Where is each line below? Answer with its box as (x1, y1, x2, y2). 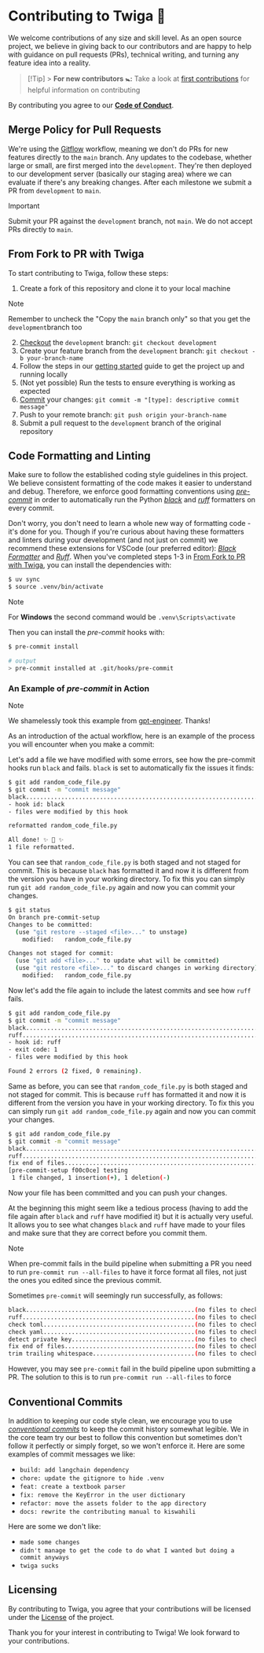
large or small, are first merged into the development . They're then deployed (8, 160, 252, 170)
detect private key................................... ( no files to (8, 1335, 237, 1343)
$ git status (8, 906, 51, 914)
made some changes (19, 1538, 80, 1546)
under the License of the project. (8, 1612, 115, 1622)
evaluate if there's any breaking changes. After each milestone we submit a (8, 177, 252, 187)
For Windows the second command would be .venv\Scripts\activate (8, 612, 236, 622)
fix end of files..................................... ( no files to (8, 1343, 237, 1350)
